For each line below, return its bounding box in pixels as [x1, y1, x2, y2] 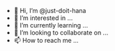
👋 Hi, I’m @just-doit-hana [13, 7, 86, 14]
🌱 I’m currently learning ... [13, 21, 89, 29]
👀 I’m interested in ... [13, 14, 73, 22]
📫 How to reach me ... [13, 37, 79, 44]
